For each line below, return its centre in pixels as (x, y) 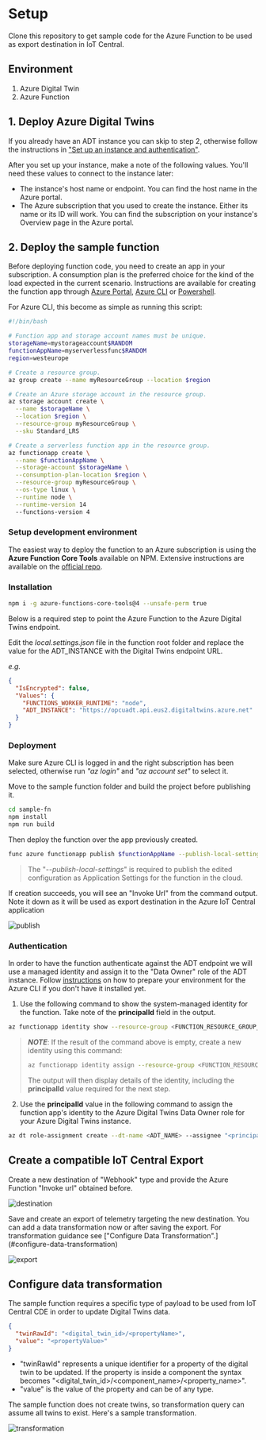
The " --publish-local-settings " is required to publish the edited (130, 869)
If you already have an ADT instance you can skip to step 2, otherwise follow (133, 141)
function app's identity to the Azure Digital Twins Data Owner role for (132, 1112)
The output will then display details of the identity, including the (131, 1080)
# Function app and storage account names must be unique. (108, 336)
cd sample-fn (30, 810)
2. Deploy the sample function (84, 247)
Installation (30, 587)
